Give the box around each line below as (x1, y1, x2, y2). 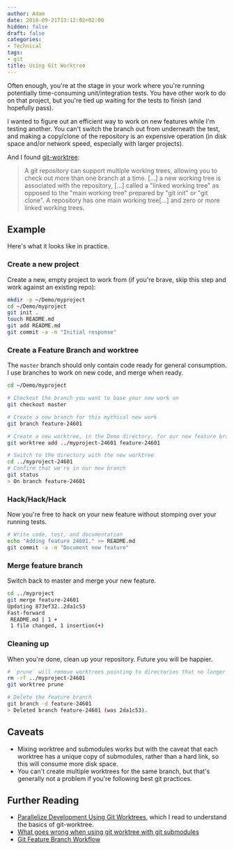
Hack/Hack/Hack (7, 494, 67, 504)
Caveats (7, 726, 44, 738)
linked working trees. (24, 203, 85, 211)
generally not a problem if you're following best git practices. (17, 774, 193, 782)
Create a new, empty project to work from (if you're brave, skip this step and (7, 275, 226, 283)
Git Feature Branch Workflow (17, 835, 101, 844)
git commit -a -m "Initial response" (7, 329, 117, 336)
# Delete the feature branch (7, 694, 92, 701)
